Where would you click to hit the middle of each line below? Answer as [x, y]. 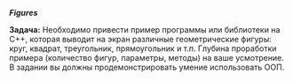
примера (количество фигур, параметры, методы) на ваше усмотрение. [146, 58]
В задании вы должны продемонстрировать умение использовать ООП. [147, 67]
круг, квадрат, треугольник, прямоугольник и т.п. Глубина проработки [143, 48]
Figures [24, 13]
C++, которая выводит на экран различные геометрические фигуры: [141, 39]
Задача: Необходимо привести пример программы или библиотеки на [145, 29]
